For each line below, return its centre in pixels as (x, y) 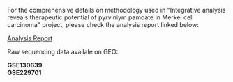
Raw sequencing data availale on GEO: (63, 52)
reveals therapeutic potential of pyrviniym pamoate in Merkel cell (100, 17)
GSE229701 (24, 73)
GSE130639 (25, 65)
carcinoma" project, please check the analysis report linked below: (103, 25)
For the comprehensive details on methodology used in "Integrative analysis (116, 10)
